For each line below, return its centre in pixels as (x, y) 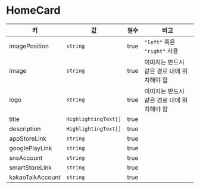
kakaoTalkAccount (35, 177)
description (25, 129)
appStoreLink (28, 138)
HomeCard (33, 10)
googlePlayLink (31, 148)
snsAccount (26, 157)
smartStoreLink (31, 168)
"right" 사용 (161, 51)
